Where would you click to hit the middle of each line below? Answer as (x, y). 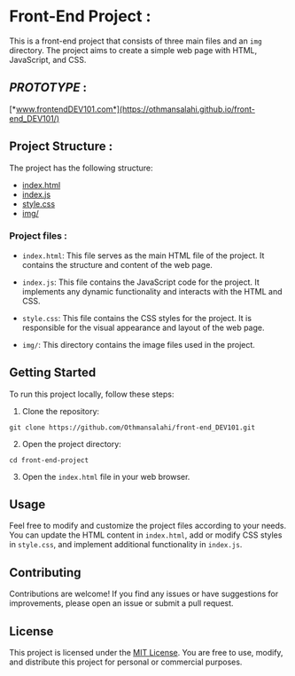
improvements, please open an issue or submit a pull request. (121, 603)
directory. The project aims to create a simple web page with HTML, (133, 50)
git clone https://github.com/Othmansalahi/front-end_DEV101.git (132, 428)
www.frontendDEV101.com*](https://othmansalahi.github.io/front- (136, 109)
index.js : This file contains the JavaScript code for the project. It (140, 282)
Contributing (45, 573)
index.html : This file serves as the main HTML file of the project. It (143, 255)
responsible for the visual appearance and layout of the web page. (143, 327)
